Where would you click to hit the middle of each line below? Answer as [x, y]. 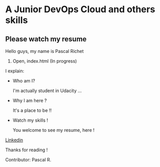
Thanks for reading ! [26, 150]
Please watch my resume [46, 39]
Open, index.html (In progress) [45, 61]
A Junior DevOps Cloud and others [80, 9]
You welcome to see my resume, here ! [54, 130]
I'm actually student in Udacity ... [47, 91]
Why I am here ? [30, 101]
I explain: [15, 71]
